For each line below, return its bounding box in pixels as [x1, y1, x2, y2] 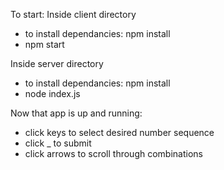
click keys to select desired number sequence [24, 127, 215, 138]
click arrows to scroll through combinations [24, 148, 203, 159]
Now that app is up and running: [10, 107, 143, 119]
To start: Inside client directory [10, 9, 137, 20]
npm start [24, 39, 65, 50]
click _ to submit [24, 137, 92, 149]
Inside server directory [10, 58, 104, 69]
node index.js [24, 88, 81, 99]
